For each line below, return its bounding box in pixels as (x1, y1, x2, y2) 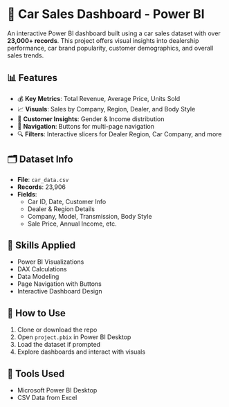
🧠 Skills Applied (7, 239, 76, 251)
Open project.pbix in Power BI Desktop (17, 333, 131, 341)
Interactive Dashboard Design (17, 287, 102, 296)
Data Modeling (17, 273, 59, 281)
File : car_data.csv (17, 175, 69, 183)
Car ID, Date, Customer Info (27, 197, 107, 206)
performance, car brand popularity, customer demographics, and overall (7, 44, 214, 52)
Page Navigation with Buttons (17, 280, 102, 288)
